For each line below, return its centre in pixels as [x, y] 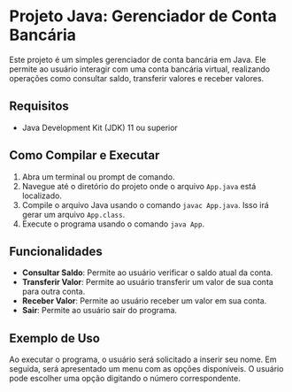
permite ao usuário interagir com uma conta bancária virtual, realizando [140, 69]
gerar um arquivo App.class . [73, 214]
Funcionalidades [56, 251]
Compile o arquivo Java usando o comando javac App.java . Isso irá [146, 204]
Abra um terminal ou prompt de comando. [98, 177]
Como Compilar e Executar [85, 155]
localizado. [42, 196]
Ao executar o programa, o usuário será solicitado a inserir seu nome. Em [143, 359]
